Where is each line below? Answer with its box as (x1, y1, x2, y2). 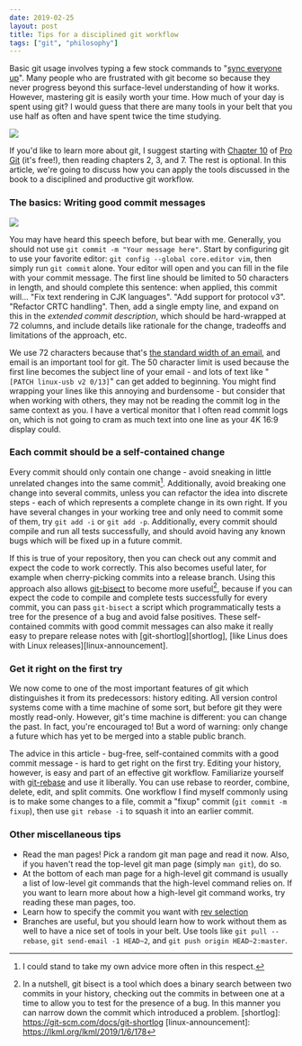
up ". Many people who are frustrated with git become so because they (9, 73, 271, 84)
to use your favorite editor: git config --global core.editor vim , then (9, 253, 271, 264)
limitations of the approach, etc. (9, 330, 128, 341)
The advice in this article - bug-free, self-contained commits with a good (9, 749, 280, 759)
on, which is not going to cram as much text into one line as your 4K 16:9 (9, 414, 279, 424)
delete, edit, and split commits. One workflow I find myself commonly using (9, 787, 289, 797)
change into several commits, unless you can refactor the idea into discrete (9, 487, 289, 498)
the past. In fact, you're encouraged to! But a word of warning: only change (9, 722, 289, 732)
